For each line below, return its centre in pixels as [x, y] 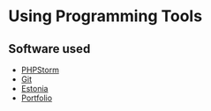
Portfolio [37, 98]
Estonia [34, 89]
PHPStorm [40, 70]
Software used [49, 49]
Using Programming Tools [105, 16]
